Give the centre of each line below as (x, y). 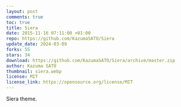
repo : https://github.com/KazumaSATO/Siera (60, 39)
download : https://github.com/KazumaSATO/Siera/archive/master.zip (91, 60)
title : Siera (22, 28)
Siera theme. (22, 99)
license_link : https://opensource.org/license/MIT (70, 82)
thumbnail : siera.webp (34, 71)
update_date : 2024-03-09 (37, 44)
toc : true (18, 22)
